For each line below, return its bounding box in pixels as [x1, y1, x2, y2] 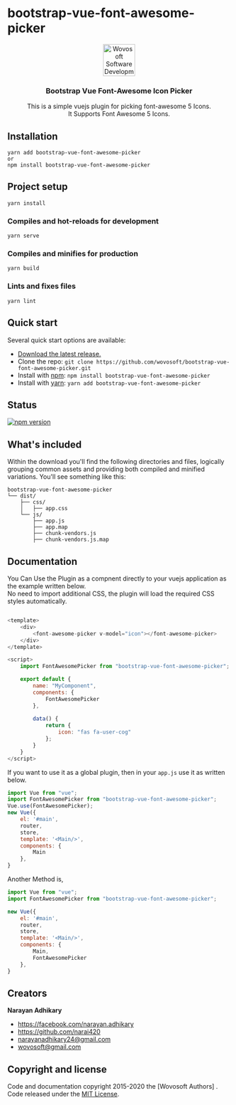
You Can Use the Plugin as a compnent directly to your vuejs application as [7, 574, 227, 583]
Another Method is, [7, 875, 64, 883]
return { [45, 722, 72, 729]
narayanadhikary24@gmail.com [17, 1035, 111, 1044]
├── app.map [33, 524, 69, 531]
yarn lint [7, 297, 37, 305]
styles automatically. [7, 597, 67, 606]
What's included [7, 438, 82, 450]
